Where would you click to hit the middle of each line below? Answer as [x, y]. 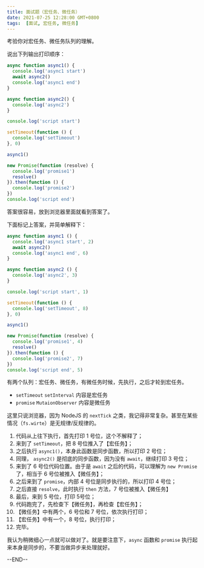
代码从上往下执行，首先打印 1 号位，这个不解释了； [79, 436]
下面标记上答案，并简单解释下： [47, 225]
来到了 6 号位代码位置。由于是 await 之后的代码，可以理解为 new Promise [106, 466]
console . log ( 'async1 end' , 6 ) [50, 253]
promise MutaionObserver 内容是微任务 [63, 403]
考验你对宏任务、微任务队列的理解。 [52, 41]
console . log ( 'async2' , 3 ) [45, 276]
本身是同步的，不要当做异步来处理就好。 [62, 547]
